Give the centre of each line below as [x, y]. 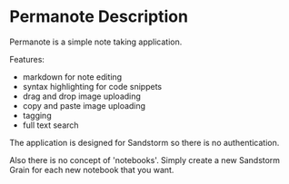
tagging [37, 115]
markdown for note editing [72, 77]
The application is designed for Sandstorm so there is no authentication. [144, 142]
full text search [50, 125]
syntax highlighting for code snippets [92, 86]
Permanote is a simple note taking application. [96, 42]
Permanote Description [99, 17]
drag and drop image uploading [81, 96]
